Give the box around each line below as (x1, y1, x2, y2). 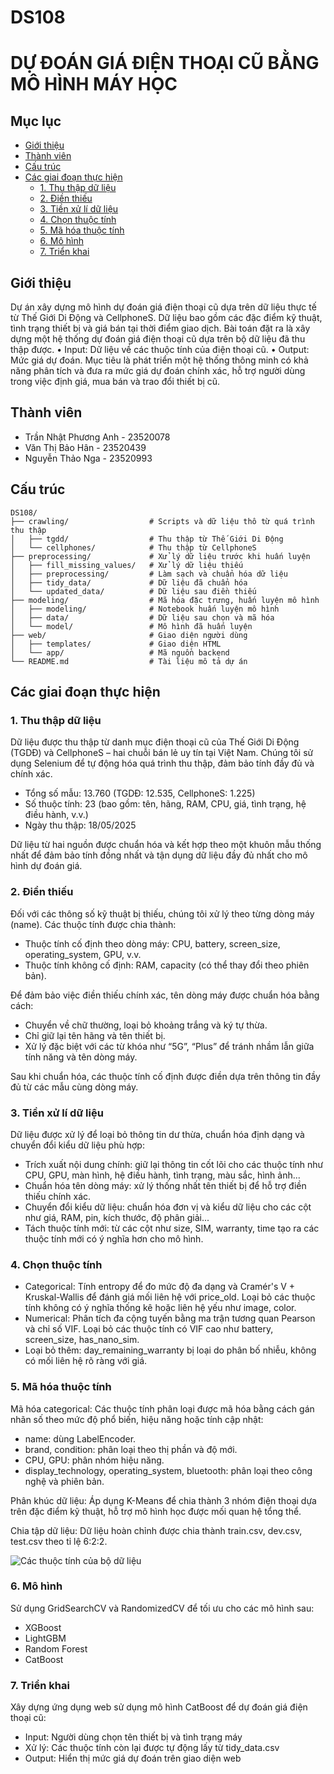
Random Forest (24, 1642, 88, 1655)
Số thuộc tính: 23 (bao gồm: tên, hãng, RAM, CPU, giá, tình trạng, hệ (24, 798, 307, 810)
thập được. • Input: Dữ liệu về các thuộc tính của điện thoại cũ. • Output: (10, 344, 310, 355)
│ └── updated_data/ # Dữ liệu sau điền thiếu (10, 586, 257, 596)
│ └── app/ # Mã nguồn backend (10, 647, 230, 658)
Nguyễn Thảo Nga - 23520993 (24, 452, 153, 464)
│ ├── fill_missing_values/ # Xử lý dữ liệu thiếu (10, 560, 244, 570)
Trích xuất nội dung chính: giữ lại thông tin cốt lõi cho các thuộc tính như (24, 1158, 324, 1170)
